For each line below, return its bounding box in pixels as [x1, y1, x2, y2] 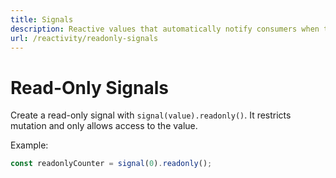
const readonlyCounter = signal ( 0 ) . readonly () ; [10, 159, 213, 169]
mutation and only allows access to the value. [10, 120, 198, 132]
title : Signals [10, 14, 74, 25]
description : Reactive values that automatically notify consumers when [10, 24, 320, 34]
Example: [10, 139, 49, 151]
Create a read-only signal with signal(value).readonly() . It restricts [10, 109, 292, 121]
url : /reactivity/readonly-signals [10, 33, 159, 43]
